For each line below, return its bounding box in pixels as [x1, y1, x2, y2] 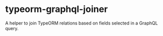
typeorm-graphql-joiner [5, 3, 108, 15]
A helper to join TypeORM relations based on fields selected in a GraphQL [5, 20, 158, 26]
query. [5, 25, 19, 31]
